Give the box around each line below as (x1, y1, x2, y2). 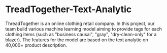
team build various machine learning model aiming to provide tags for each (5, 25, 162, 32)
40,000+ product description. (5, 42, 68, 48)
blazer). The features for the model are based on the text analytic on (5, 37, 148, 43)
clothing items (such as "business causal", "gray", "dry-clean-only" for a (5, 31, 157, 37)
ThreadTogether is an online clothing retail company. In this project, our (5, 20, 155, 26)
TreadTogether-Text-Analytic (5, 4, 132, 15)
